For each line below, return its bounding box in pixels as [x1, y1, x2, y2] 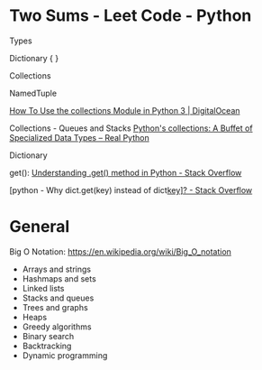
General [9, 217, 70, 237]
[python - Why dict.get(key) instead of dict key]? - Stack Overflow [9, 184, 253, 195]
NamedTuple [9, 88, 57, 98]
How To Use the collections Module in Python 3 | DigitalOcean [9, 105, 240, 116]
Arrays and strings [22, 264, 92, 274]
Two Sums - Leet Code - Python [9, 5, 252, 26]
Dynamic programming [22, 349, 108, 361]
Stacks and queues [22, 292, 95, 303]
